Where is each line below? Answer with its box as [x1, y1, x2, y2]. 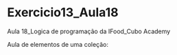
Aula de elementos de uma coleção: [7, 40, 108, 48]
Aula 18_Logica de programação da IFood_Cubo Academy [7, 27, 171, 35]
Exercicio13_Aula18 [7, 5, 119, 20]
